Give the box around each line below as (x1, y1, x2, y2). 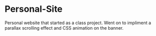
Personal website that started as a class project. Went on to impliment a (4, 20, 152, 26)
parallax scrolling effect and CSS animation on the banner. (4, 25, 124, 31)
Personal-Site (4, 3, 63, 15)
